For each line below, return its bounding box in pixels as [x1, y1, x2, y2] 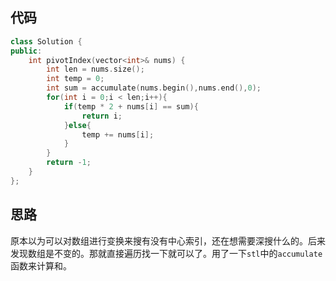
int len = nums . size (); [46, 64, 145, 75]
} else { [63, 120, 92, 130]
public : [10, 46, 43, 56]
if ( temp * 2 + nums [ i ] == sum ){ [63, 101, 199, 112]
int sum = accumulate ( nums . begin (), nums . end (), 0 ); [46, 83, 262, 93]
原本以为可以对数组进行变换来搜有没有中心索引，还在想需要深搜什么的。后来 [10, 234, 326, 247]
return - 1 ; [46, 158, 92, 168]
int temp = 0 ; [46, 74, 105, 84]
